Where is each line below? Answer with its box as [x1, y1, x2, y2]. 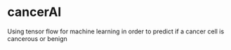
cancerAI [7, 4, 62, 20]
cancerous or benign [7, 34, 68, 42]
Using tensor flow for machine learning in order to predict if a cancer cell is [7, 27, 225, 35]
